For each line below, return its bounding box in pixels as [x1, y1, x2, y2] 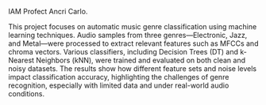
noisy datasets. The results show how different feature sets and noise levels [8, 64, 256, 73]
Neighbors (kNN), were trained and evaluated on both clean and [35, 55, 246, 65]
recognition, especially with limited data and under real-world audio [8, 81, 229, 90]
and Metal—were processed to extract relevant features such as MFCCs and [8, 39, 259, 48]
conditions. [8, 89, 45, 98]
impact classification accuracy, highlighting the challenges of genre [8, 73, 229, 81]
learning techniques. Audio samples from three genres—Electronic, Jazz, [8, 31, 248, 39]
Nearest [8, 55, 34, 65]
